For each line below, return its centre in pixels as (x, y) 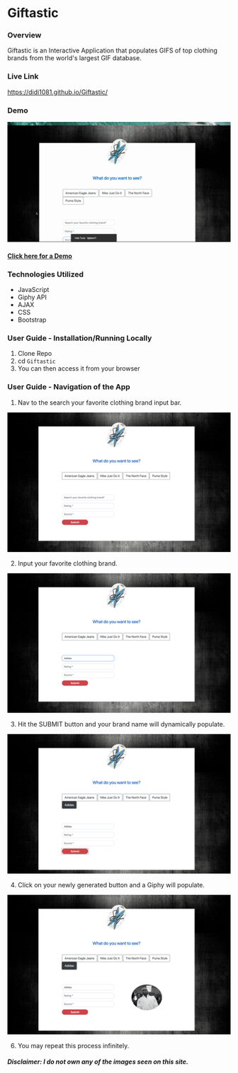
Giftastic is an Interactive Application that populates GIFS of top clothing (113, 50)
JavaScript (33, 290)
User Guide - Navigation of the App (69, 387)
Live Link (23, 77)
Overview (24, 35)
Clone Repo (35, 354)
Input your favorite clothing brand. (68, 563)
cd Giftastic (36, 361)
